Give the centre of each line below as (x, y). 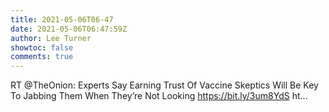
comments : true (42, 57)
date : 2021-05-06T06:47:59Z (69, 29)
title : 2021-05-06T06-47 (62, 19)
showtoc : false (42, 47)
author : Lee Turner (51, 38)
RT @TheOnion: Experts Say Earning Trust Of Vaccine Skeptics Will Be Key (164, 85)
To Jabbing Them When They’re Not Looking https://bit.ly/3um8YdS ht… (159, 96)
